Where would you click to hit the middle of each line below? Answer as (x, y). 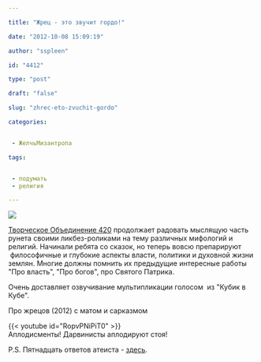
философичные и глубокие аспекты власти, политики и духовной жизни (132, 255)
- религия (28, 186)
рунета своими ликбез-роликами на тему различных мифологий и (121, 238)
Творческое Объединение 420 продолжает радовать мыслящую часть (129, 230)
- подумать (29, 178)
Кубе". (19, 296)
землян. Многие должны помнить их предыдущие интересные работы (127, 263)
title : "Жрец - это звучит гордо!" (67, 22)
